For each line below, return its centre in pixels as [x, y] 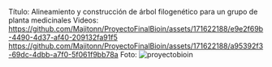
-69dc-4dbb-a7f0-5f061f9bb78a [64, 54]
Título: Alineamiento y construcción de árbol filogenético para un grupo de [133, 12]
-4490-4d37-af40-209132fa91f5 [63, 37]
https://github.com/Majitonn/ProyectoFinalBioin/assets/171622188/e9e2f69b [136, 29]
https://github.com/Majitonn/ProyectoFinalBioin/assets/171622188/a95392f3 [136, 46]
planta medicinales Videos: [54, 20]
